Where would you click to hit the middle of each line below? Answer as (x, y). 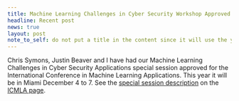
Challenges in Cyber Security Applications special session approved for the (118, 68)
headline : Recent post (41, 20)
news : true (23, 27)
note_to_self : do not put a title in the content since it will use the (117, 40)
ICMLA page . (27, 90)
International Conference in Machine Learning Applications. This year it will (117, 76)
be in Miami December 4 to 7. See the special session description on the (113, 83)
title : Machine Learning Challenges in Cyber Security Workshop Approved (119, 14)
